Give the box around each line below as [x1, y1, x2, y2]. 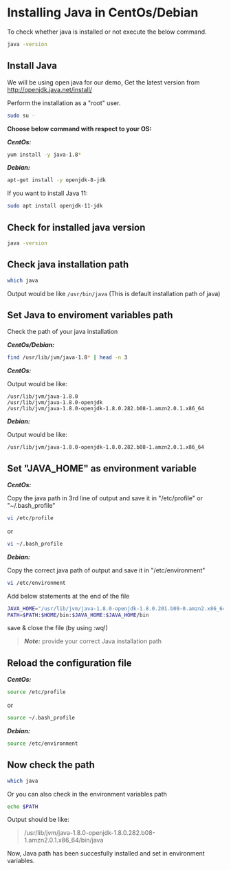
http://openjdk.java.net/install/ [7, 85, 93, 93]
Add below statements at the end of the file [7, 592, 130, 600]
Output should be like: [7, 816, 70, 824]
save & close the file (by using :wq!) [7, 624, 108, 632]
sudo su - [7, 112, 36, 119]
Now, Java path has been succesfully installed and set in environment [7, 849, 205, 858]
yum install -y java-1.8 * [7, 151, 81, 158]
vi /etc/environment [7, 579, 67, 586]
